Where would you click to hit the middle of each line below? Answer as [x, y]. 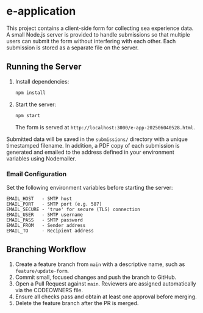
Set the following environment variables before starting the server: [90, 187]
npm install [30, 93]
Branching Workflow [46, 249]
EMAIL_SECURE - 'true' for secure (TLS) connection [73, 209]
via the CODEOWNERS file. [49, 290]
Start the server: [36, 104]
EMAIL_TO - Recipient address [50, 231]
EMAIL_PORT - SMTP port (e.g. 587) [54, 204]
